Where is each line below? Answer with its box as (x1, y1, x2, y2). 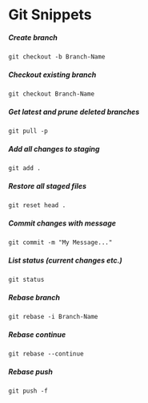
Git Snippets (8, 6, 92, 24)
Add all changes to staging (8, 144, 100, 153)
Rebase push (8, 367, 54, 377)
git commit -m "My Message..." (8, 238, 113, 246)
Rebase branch (8, 292, 61, 302)
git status (8, 275, 45, 283)
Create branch (8, 32, 58, 42)
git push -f (8, 387, 48, 395)
